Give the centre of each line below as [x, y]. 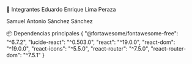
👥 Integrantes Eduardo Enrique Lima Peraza [61, 9]
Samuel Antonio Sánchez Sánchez [50, 21]
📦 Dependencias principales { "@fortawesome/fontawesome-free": [92, 33]
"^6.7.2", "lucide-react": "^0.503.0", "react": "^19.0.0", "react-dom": [91, 42]
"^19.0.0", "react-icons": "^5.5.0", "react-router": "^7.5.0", [78, 48]
